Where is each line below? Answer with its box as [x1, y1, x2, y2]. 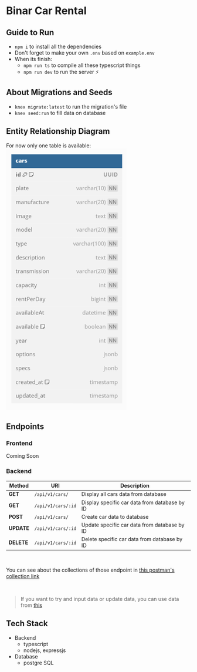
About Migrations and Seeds [6, 87, 113, 97]
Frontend [6, 439, 33, 447]
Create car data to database [81, 513, 149, 520]
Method [9, 482, 29, 489]
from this [20, 602, 43, 609]
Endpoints [6, 421, 45, 432]
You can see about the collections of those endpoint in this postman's [6, 566, 175, 573]
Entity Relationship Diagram [6, 126, 110, 136]
